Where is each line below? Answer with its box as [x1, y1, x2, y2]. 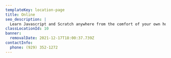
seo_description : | [5, 17, 47, 22]
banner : [5, 31, 22, 36]
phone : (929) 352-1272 [10, 45, 58, 50]
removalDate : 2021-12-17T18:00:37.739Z [10, 36, 95, 41]
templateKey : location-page [5, 7, 65, 13]
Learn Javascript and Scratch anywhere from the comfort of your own [10, 21, 160, 27]
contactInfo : [5, 40, 33, 45]
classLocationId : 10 [5, 26, 49, 31]
